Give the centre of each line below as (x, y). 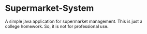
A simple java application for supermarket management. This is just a (74, 21)
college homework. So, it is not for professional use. (57, 26)
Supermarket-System (50, 8)
